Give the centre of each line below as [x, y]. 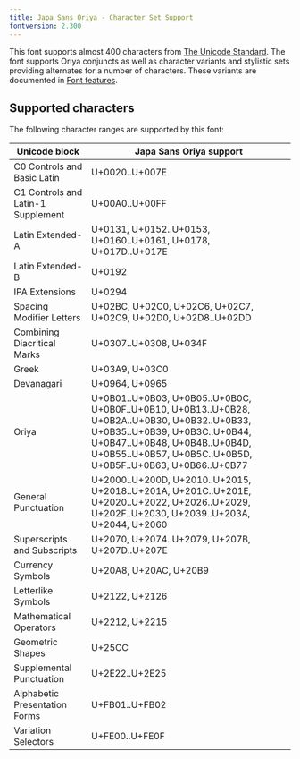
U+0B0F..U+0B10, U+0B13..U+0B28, [171, 410]
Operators [35, 627]
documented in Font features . [63, 80]
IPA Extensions [45, 292]
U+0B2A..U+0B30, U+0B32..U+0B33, [171, 421]
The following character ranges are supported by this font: [117, 130]
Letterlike [33, 591]
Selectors [34, 742]
